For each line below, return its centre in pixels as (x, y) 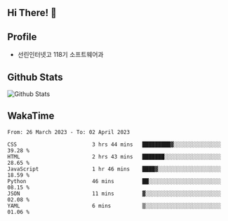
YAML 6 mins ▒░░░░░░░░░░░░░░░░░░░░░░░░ (114, 206)
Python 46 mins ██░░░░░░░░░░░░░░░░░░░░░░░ (114, 181)
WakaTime (31, 116)
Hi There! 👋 (32, 13)
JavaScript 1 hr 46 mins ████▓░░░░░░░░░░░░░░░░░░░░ (114, 169)
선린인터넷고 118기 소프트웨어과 (60, 55)
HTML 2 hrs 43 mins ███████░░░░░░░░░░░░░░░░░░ (114, 156)
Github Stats (35, 77)
